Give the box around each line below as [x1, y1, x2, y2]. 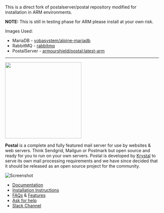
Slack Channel [12, 203, 41, 209]
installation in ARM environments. [5, 9, 72, 15]
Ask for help [12, 197, 37, 203]
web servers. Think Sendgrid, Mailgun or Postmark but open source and [5, 148, 150, 153]
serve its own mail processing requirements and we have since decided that [5, 158, 158, 164]
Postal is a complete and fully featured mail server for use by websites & [5, 142, 151, 148]
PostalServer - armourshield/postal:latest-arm [12, 48, 105, 54]
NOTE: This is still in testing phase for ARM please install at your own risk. [5, 19, 154, 24]
